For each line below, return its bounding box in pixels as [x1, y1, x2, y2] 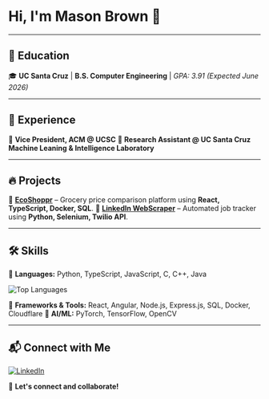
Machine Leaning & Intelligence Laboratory [8, 143, 155, 153]
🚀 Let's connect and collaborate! [8, 381, 119, 391]
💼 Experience [8, 113, 76, 127]
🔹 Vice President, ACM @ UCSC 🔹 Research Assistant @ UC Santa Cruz [8, 134, 251, 144]
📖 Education [8, 49, 70, 63]
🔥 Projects [8, 173, 62, 187]
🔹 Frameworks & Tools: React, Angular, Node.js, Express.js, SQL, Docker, [8, 300, 251, 310]
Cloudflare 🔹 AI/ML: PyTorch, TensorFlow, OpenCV [8, 309, 178, 319]
